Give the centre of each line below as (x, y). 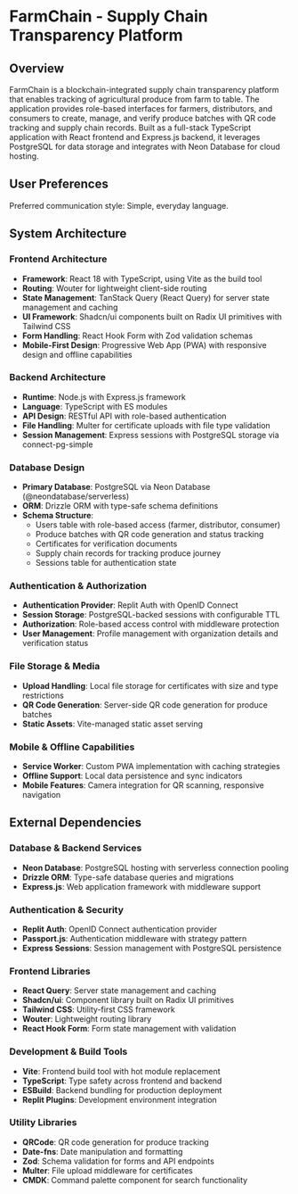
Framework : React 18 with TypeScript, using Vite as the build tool (142, 278)
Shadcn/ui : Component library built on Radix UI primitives (128, 1000)
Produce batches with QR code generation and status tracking (149, 535)
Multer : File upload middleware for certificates (107, 1170)
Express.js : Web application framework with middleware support (141, 886)
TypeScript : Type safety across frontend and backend (122, 1081)
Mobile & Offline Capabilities (72, 747)
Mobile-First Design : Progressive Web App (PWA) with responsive (144, 344)
